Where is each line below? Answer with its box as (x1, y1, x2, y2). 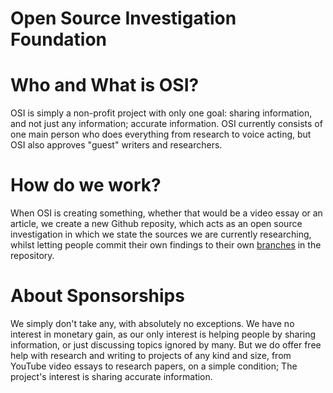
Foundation (10, 28, 108, 51)
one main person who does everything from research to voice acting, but (10, 128, 312, 141)
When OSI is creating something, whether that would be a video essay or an (10, 207, 323, 219)
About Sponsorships (10, 285, 185, 307)
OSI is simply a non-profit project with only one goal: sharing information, (10, 107, 313, 119)
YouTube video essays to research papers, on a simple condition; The (10, 360, 298, 372)
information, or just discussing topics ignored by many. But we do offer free (10, 339, 322, 351)
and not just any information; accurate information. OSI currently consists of (10, 118, 323, 130)
